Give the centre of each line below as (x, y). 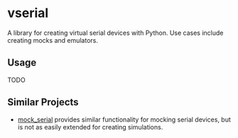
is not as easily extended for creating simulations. (90, 127)
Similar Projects (43, 102)
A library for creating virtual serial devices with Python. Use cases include (115, 33)
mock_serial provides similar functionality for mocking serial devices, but (124, 120)
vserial (28, 13)
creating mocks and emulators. (53, 40)
